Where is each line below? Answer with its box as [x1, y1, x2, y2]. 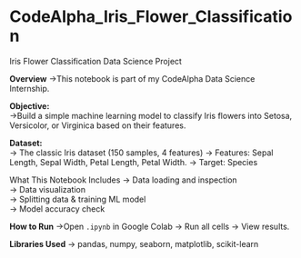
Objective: [9, 100, 50, 111]
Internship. [9, 83, 50, 94]
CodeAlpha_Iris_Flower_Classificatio [9, 6, 293, 27]
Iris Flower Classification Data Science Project [9, 55, 182, 66]
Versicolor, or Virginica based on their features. [9, 120, 186, 131]
